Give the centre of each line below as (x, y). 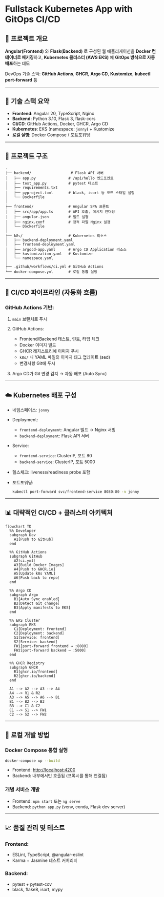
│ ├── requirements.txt (31, 187)
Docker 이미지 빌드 (38, 345)
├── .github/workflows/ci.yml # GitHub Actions (54, 266)
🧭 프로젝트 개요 (26, 38)
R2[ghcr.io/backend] (35, 676)
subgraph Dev (23, 535)
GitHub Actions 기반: (30, 307)
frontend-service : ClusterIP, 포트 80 (56, 456)
